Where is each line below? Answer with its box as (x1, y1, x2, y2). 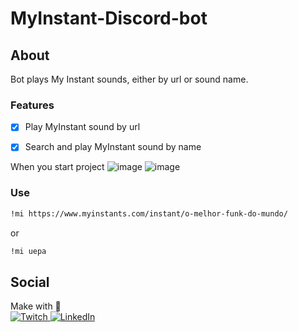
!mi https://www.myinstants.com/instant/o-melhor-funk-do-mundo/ (10, 208, 288, 219)
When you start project (10, 161, 105, 173)
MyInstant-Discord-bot (10, 7, 208, 30)
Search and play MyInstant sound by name (24, 141, 202, 153)
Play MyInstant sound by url (24, 121, 141, 133)
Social (10, 273, 50, 291)
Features (10, 98, 55, 112)
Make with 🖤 (10, 300, 62, 312)
